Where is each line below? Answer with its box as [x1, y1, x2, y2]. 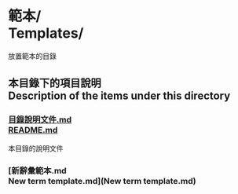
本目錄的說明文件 [8, 143, 64, 153]
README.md [8, 125, 58, 136]
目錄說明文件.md [8, 115, 72, 126]
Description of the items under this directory [8, 90, 231, 103]
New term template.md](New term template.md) [8, 175, 196, 186]
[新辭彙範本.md [8, 165, 67, 176]
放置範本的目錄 [8, 51, 57, 60]
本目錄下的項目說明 [8, 76, 101, 90]
